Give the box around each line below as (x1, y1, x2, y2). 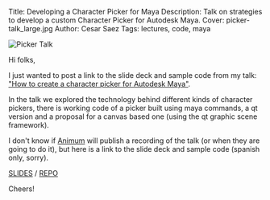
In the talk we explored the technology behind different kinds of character (8, 95, 253, 104)
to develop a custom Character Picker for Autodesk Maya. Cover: (8, 15, 225, 25)
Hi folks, (8, 55, 36, 64)
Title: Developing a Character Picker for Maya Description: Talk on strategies (8, 7, 263, 16)
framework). (8, 120, 50, 129)
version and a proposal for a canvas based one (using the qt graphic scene (8, 112, 258, 121)
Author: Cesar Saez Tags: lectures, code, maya (54, 24, 211, 33)
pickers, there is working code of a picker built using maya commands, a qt (8, 104, 258, 112)
